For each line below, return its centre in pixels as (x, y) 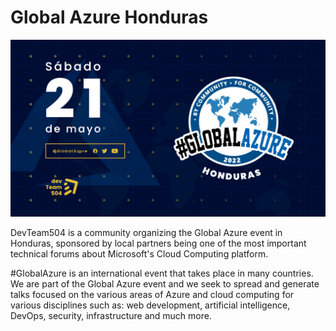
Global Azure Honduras (109, 17)
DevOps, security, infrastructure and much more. (111, 315)
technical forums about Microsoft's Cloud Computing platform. (139, 253)
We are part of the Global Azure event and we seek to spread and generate (165, 283)
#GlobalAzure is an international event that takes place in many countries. (162, 273)
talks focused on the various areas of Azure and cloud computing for (152, 294)
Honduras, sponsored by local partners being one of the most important (158, 243)
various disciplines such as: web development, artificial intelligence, (150, 305)
